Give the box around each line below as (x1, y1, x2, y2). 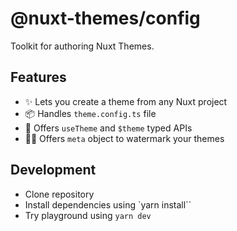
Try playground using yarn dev (24, 209, 152, 221)
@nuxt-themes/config (10, 7, 201, 30)
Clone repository (24, 188, 95, 200)
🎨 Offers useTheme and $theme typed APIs (24, 122, 193, 134)
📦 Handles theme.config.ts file (24, 107, 157, 119)
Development (10, 162, 97, 179)
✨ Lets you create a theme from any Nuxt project (24, 95, 228, 107)
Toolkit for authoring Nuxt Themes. (10, 40, 155, 52)
